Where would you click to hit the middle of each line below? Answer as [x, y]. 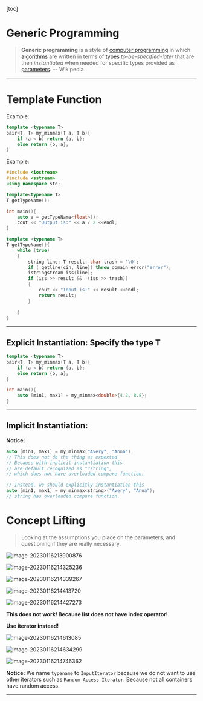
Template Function [54, 100]
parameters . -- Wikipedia [52, 69]
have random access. [33, 686]
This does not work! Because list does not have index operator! [87, 614]
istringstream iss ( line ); [61, 273]
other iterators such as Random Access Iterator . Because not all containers [99, 679]
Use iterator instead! [33, 626]
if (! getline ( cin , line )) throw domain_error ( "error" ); [100, 267]
